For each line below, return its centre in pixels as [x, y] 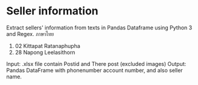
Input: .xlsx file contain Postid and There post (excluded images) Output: [96, 63]
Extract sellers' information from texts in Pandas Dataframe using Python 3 [99, 28]
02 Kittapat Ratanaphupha [47, 45]
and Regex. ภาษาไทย [30, 34]
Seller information [52, 11]
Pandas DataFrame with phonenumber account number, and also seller [94, 70]
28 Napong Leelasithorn [45, 52]
